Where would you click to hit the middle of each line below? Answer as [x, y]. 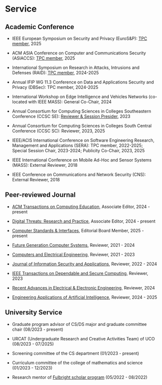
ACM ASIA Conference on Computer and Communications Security [79, 53]
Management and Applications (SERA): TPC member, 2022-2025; [77, 145]
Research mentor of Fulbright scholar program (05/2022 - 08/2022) [80, 377]
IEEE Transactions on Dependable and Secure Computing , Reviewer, [80, 273]
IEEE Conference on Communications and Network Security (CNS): [79, 175]
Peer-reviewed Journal [40, 195]
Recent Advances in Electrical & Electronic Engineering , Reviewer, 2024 [83, 288]
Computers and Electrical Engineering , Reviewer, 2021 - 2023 [74, 254]
